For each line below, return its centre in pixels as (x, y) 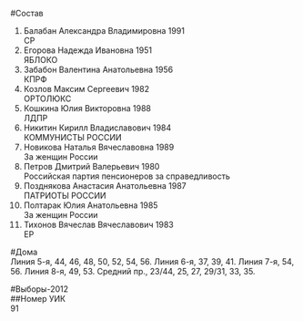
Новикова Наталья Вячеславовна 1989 (99, 147)
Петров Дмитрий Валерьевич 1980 (91, 166)
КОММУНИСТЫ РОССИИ (72, 137)
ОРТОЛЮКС (47, 98)
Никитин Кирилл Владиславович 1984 (97, 128)
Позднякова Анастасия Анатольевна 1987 (105, 186)
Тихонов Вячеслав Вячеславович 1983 (98, 224)
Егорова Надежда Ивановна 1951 (88, 50)
